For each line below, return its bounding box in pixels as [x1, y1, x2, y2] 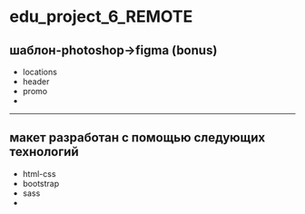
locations [22, 66, 57, 77]
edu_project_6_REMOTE [9, 6, 193, 27]
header [22, 76, 50, 87]
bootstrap [22, 178, 60, 189]
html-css [22, 168, 56, 179]
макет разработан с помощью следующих [9, 130, 266, 146]
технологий [9, 144, 79, 160]
